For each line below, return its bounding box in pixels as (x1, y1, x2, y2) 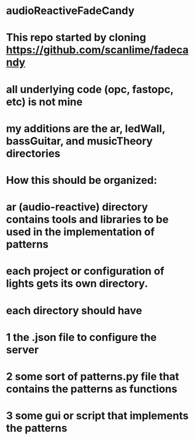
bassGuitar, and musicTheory (6, 134, 153, 148)
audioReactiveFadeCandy (6, 4, 135, 18)
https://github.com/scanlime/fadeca (6, 43, 189, 57)
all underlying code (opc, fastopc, (6, 83, 174, 96)
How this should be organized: (6, 173, 158, 187)
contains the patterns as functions (6, 382, 177, 395)
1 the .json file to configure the (6, 330, 157, 344)
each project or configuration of (6, 265, 165, 278)
